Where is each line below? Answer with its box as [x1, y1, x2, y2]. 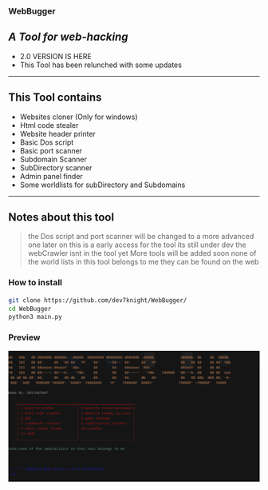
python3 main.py [8, 313, 62, 321]
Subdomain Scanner [19, 154, 88, 164]
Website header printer [19, 129, 96, 138]
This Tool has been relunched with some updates [19, 60, 182, 70]
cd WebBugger [8, 305, 52, 313]
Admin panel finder [19, 171, 84, 181]
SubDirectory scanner [19, 162, 93, 173]
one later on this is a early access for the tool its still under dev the [27, 240, 246, 249]
